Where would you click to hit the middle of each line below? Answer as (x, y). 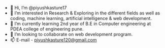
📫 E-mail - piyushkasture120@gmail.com (53, 40)
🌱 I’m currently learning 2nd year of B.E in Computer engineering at (80, 23)
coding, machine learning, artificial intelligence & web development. (81, 18)
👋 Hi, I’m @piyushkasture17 (38, 8)
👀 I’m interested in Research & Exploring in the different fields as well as (85, 13)
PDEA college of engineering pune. (47, 29)
